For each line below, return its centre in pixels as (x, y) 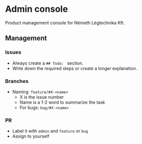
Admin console (36, 9)
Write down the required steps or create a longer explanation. (75, 68)
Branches (17, 81)
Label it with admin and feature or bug (50, 131)
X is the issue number (42, 97)
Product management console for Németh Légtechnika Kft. (65, 23)
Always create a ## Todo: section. (48, 63)
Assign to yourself (31, 136)
